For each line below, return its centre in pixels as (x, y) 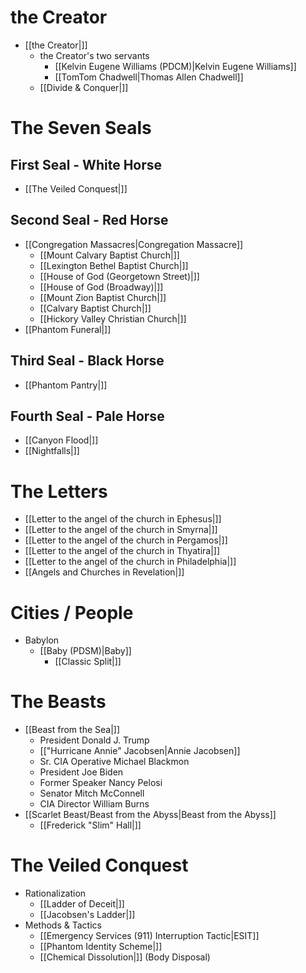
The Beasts (58, 702)
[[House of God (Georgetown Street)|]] (119, 276)
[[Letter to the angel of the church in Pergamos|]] (126, 540)
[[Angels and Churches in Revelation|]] (104, 572)
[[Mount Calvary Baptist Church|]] (109, 255)
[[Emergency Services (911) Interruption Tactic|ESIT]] (149, 936)
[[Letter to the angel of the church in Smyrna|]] (121, 530)
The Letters (59, 491)
